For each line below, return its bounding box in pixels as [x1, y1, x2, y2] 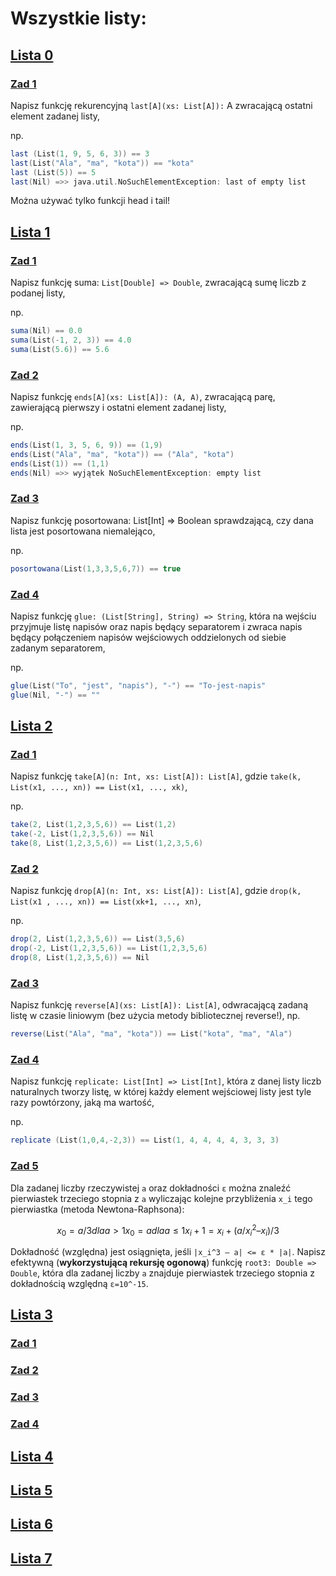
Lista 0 [10, 47, 54, 64]
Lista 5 [10, 1482, 53, 1499]
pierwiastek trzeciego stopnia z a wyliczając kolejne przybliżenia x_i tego [10, 1192, 313, 1204]
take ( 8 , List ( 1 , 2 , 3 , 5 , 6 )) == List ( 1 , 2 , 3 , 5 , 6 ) [10, 838, 204, 849]
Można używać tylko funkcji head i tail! [10, 195, 171, 207]
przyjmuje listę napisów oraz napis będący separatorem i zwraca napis [10, 620, 303, 632]
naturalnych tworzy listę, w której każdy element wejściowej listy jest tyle [10, 1086, 312, 1098]
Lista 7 [10, 1550, 53, 1567]
